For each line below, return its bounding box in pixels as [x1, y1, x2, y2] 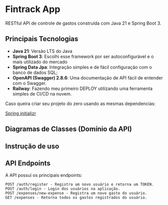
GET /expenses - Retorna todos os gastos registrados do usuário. [5, 195, 147, 200]
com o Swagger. [12, 80, 47, 86]
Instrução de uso [5, 142, 59, 150]
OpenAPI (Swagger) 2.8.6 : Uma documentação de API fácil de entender [12, 74, 163, 81]
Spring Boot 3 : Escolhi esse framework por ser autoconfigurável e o [12, 53, 154, 59]
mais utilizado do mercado [12, 59, 68, 65]
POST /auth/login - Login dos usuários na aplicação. [5, 186, 121, 191]
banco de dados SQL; [12, 69, 58, 75]
